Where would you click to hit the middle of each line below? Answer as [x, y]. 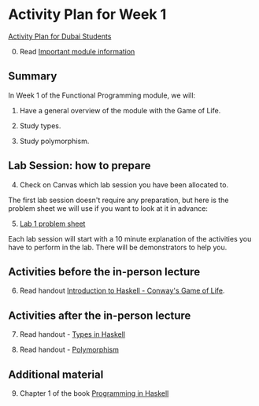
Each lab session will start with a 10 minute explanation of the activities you [130, 238]
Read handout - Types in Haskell [72, 334]
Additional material [56, 374]
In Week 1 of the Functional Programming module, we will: [102, 95]
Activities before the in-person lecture [104, 272]
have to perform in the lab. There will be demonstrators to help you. [118, 247]
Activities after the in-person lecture [100, 315]
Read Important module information [77, 51]
